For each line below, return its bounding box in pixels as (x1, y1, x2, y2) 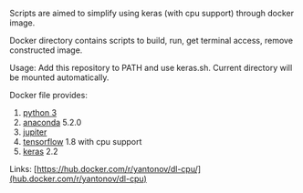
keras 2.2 (22, 146, 58, 157)
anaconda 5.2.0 (22, 117, 82, 127)
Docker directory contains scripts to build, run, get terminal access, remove (9, 36, 294, 46)
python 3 (22, 107, 57, 117)
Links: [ (9, 164, 37, 174)
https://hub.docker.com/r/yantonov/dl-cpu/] (36, 164, 202, 174)
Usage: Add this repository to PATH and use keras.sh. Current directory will (9, 63, 293, 73)
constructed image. (9, 45, 83, 56)
